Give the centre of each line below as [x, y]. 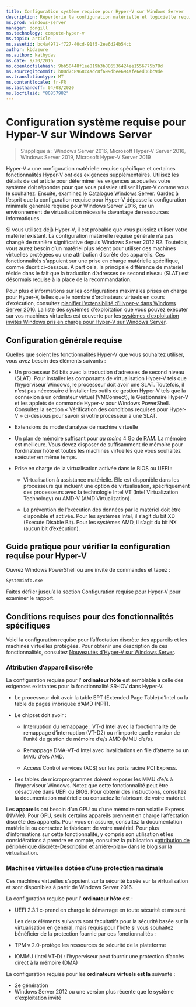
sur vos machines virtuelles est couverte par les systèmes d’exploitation [92, 315]
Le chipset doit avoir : [41, 715]
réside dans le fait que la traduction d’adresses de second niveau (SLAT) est [98, 273]
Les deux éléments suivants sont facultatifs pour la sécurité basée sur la [101, 921]
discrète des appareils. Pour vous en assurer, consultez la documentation [94, 822]
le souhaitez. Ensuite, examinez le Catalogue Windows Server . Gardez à [92, 193]
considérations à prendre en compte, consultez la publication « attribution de [98, 841]
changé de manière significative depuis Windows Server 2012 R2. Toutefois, [98, 242]
